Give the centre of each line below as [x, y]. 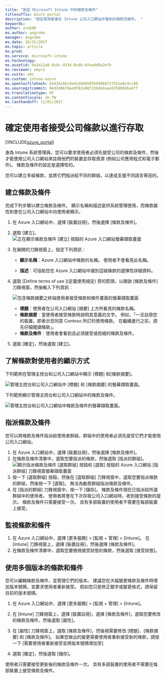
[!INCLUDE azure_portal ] [30, 142]
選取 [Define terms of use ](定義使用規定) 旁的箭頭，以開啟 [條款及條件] [85, 281]
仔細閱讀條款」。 [40, 327]
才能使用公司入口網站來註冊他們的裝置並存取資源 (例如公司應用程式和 [76, 159]
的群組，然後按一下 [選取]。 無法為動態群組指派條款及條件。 [73, 483]
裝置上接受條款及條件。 [33, 671]
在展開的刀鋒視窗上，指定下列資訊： [49, 249]
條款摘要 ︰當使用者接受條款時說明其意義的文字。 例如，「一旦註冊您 [88, 314]
